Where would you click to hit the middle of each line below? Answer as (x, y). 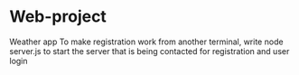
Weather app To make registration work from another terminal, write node (146, 42)
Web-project (58, 17)
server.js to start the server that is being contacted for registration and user (149, 51)
